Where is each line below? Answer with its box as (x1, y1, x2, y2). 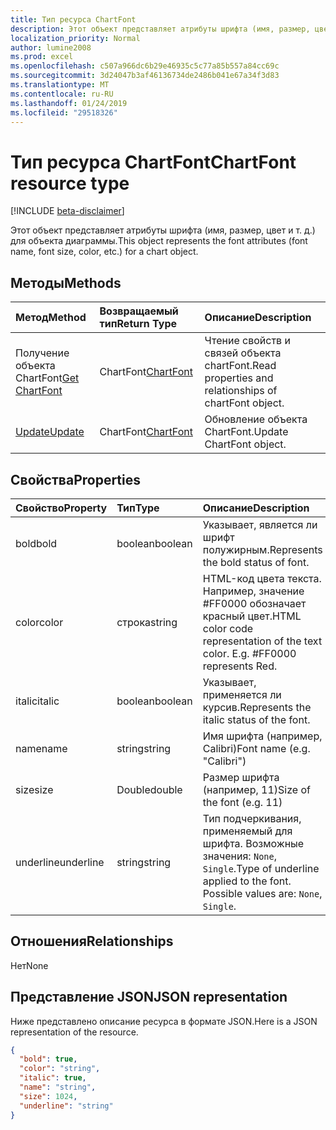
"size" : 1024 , (19, 1091, 78, 1101)
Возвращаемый (99, 304, 179, 318)
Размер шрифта (202, 770, 280, 784)
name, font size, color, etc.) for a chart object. (10, 246, 199, 258)
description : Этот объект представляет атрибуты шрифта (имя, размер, (10, 24, 311, 34)
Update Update (15, 425, 85, 439)
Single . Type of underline (202, 861, 320, 875)
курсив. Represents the (202, 700, 312, 714)
